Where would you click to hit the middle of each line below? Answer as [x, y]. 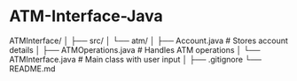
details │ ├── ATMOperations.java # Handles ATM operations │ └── [135, 49]
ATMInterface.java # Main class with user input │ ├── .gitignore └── [136, 59]
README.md [32, 69]
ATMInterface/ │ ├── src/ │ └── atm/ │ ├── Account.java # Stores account [148, 40]
